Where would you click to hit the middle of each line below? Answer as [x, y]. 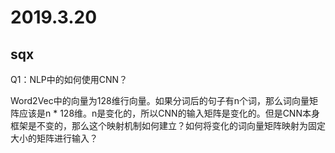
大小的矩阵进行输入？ [54, 138]
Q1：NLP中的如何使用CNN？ [69, 79]
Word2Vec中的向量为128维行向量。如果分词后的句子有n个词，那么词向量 [160, 100]
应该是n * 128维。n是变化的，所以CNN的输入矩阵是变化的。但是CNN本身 [169, 113]
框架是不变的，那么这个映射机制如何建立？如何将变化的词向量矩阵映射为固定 [168, 125]
